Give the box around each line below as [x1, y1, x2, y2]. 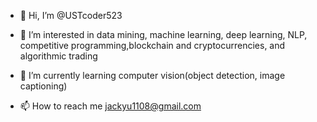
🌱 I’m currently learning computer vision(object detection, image [19, 70, 286, 81]
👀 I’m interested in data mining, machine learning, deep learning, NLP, [19, 29, 308, 40]
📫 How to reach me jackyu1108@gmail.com [19, 100, 202, 112]
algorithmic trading [19, 50, 98, 62]
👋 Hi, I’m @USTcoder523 [19, 10, 123, 21]
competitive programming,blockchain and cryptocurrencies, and [19, 40, 286, 51]
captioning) [19, 80, 68, 92]
